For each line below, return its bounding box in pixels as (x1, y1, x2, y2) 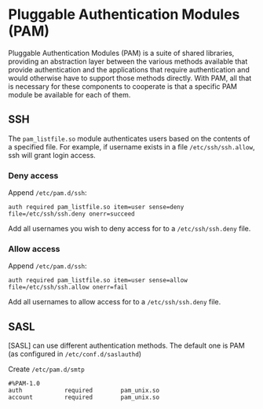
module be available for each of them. (8, 90, 131, 99)
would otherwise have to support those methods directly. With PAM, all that (8, 73, 252, 83)
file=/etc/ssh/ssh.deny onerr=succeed (8, 210, 135, 218)
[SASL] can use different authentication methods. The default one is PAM (8, 341, 245, 351)
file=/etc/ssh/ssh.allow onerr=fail (8, 283, 128, 292)
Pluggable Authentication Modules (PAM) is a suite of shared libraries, (8, 48, 235, 57)
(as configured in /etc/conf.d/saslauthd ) (8, 349, 142, 359)
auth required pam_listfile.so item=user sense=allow (8, 277, 188, 285)
